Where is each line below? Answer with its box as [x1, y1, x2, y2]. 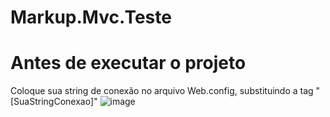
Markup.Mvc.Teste [10, 6, 172, 29]
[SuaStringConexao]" [10, 96, 98, 108]
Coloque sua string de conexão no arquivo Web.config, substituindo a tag [10, 85, 314, 97]
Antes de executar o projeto [10, 52, 247, 75]
